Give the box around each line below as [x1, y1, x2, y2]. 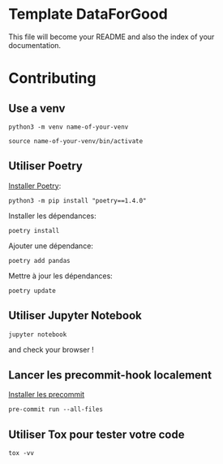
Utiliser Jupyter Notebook [8, 309, 142, 322]
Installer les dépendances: [8, 211, 96, 221]
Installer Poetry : [8, 181, 62, 190]
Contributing [8, 69, 96, 88]
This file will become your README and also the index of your [8, 32, 215, 42]
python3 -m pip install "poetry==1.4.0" [8, 196, 148, 204]
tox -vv [8, 449, 35, 457]
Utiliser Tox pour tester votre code [8, 427, 185, 441]
